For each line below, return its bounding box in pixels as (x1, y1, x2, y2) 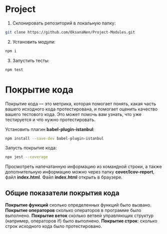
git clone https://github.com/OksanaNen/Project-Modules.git (5, 29, 135, 34)
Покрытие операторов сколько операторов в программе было (5, 207, 141, 213)
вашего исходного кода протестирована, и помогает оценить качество (5, 106, 158, 112)
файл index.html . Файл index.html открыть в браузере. (5, 174, 122, 180)
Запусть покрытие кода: (5, 145, 57, 151)
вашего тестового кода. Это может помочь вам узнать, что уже (5, 111, 141, 117)
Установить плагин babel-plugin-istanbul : (5, 126, 95, 132)
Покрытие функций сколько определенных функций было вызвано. (5, 202, 151, 208)
